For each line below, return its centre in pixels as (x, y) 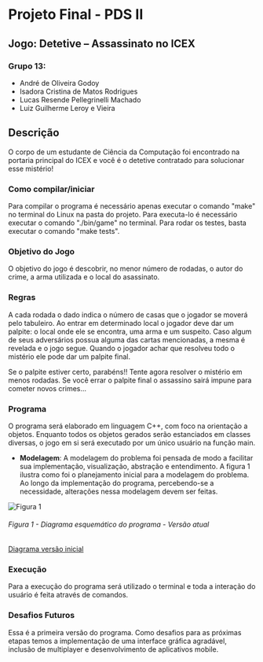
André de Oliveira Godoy (59, 83)
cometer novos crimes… (47, 388)
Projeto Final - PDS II (76, 15)
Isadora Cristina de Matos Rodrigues (79, 91)
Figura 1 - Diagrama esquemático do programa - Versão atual (109, 524)
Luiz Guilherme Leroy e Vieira (67, 108)
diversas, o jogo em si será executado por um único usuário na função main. (132, 442)
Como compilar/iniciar (52, 189)
